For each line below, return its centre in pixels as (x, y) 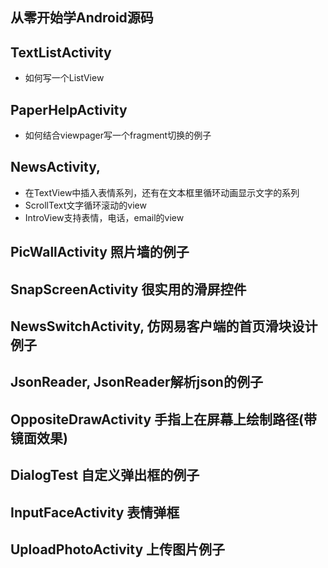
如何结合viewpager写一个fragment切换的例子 (118, 135)
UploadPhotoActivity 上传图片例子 (118, 549)
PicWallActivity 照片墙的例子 (100, 252)
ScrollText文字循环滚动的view (85, 205)
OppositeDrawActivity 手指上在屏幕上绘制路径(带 (163, 419)
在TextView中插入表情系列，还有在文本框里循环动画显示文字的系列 (162, 192)
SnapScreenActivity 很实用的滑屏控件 (128, 289)
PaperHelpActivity (69, 109)
